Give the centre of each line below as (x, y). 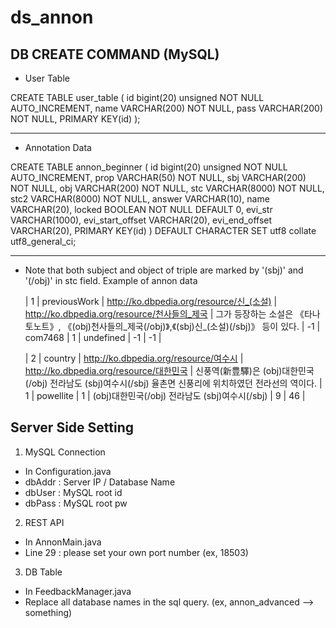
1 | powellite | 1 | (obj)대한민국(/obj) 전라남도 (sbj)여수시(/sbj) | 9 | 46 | (165, 395)
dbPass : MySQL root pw (76, 503)
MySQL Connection (65, 452)
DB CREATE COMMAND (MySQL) (115, 54)
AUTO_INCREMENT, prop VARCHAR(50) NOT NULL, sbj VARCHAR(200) (158, 177)
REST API (44, 522)
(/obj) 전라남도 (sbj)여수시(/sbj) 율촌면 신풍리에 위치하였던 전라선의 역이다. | (173, 383)
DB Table (43, 572)
